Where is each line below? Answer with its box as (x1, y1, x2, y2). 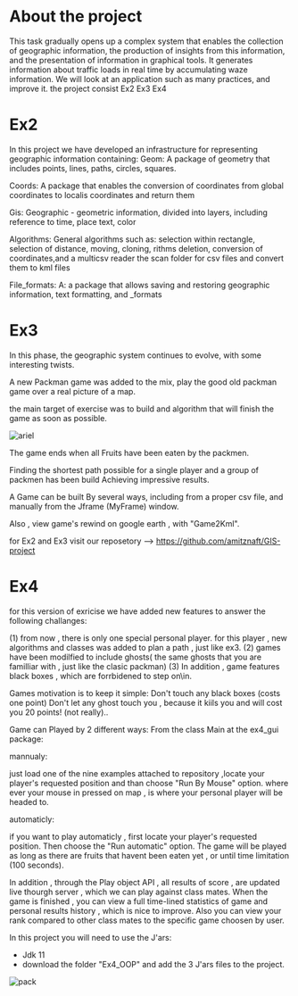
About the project (9, 6, 143, 27)
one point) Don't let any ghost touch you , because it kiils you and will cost (9, 697, 283, 708)
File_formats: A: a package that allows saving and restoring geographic (9, 279, 270, 290)
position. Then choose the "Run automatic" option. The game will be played (9, 841, 287, 851)
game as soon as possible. (9, 412, 107, 423)
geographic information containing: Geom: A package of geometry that (9, 154, 270, 164)
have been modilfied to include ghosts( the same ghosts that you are (9, 652, 261, 662)
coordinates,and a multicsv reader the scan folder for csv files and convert (9, 253, 284, 263)
